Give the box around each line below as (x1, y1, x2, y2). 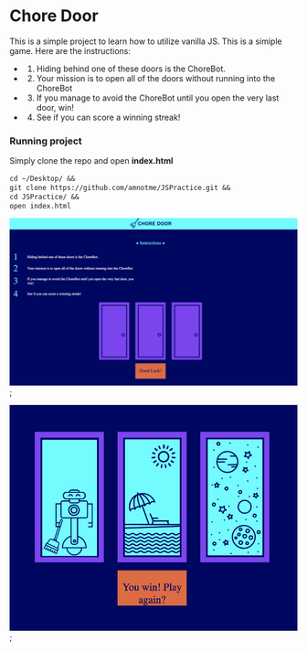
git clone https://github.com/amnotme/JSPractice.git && (9, 184, 231, 193)
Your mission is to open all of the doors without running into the (36, 72, 276, 83)
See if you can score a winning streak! (36, 112, 181, 123)
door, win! (36, 102, 75, 112)
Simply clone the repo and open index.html (9, 155, 174, 166)
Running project (9, 134, 82, 147)
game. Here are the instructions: (9, 45, 131, 56)
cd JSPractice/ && (9, 193, 79, 202)
